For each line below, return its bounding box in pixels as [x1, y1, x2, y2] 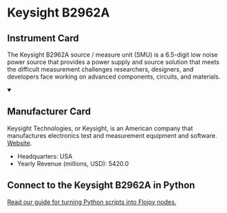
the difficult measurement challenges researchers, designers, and [7, 65, 194, 73]
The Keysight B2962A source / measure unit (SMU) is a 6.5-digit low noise [7, 50, 218, 59]
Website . [7, 139, 32, 147]
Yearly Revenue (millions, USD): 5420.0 [17, 159, 129, 168]
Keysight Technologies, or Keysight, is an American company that [7, 124, 193, 132]
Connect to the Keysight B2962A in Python [7, 179, 195, 191]
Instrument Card [7, 32, 79, 44]
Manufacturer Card [7, 105, 91, 118]
